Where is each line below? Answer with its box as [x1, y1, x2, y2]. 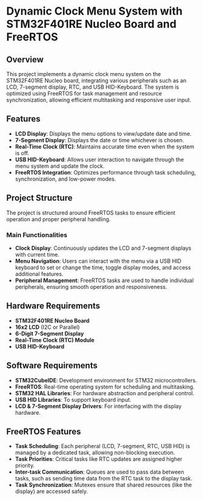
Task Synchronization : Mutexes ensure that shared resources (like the [15, 482, 192, 489]
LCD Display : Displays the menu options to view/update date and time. [15, 130, 192, 137]
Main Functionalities [6, 230, 68, 239]
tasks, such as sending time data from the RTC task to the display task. [15, 475, 193, 482]
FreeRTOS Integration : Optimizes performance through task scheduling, [15, 168, 196, 176]
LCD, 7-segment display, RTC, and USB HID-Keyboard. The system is [6, 83, 179, 91]
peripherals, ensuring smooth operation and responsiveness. [15, 283, 168, 290]
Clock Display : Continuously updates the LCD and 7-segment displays [15, 244, 192, 252]
